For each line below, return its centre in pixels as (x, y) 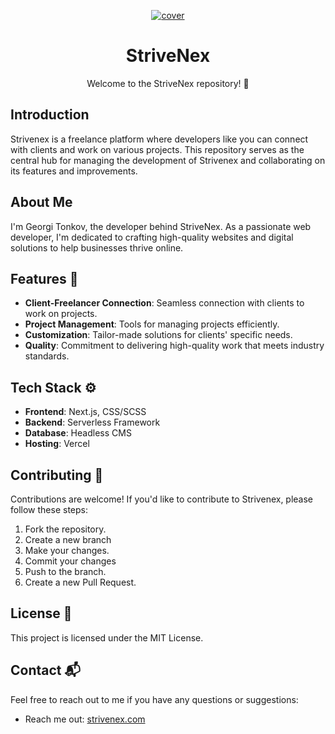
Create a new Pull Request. (80, 582)
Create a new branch (68, 539)
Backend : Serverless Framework (92, 422)
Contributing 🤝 (57, 475)
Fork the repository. (65, 529)
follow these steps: (49, 509)
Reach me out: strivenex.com (85, 719)
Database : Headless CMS (78, 433)
